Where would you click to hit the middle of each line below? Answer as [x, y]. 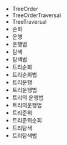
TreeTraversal [29, 22]
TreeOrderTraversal [37, 15]
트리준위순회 [27, 120]
